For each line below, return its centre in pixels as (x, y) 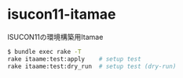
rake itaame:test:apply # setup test (75, 59)
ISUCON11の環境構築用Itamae (55, 37)
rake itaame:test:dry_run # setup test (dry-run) (92, 66)
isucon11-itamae (62, 14)
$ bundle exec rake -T (44, 51)
